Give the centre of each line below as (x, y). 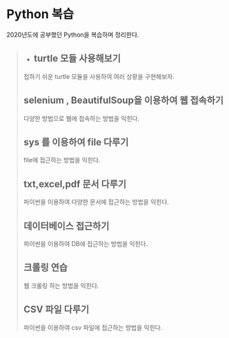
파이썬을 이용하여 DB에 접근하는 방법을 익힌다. (86, 244)
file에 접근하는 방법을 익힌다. (62, 160)
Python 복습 (40, 14)
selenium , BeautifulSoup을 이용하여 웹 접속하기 (123, 101)
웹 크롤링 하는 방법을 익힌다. (61, 285)
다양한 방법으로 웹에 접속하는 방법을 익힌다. (81, 118)
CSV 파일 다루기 (56, 309)
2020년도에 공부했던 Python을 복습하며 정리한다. (73, 35)
